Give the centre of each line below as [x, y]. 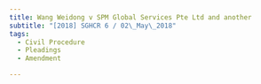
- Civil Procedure [51, 42]
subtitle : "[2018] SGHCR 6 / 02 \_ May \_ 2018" [93, 26]
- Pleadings [40, 50]
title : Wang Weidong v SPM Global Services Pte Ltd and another [130, 17]
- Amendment [40, 58]
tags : [19, 34]
